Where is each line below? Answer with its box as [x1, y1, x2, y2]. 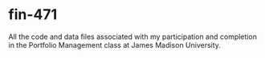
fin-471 [8, 6, 58, 24]
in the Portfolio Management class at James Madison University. [8, 40, 221, 49]
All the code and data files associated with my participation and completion [8, 32, 257, 41]
